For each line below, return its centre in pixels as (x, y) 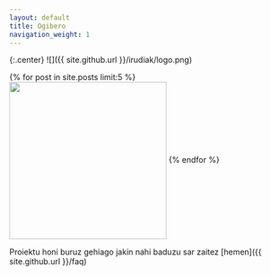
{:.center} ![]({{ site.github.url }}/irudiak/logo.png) (101, 60)
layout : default (39, 18)
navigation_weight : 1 (50, 34)
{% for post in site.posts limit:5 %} (73, 77)
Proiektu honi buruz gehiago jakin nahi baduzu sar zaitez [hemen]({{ (135, 252)
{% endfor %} (194, 160)
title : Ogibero (38, 26)
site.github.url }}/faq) (48, 262)
